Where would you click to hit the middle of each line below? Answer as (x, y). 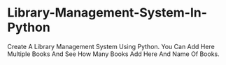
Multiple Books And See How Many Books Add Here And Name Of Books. (114, 54)
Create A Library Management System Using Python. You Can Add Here (111, 46)
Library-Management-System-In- (107, 13)
